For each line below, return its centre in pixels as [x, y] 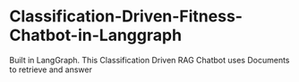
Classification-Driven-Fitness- [126, 16]
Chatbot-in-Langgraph [95, 35]
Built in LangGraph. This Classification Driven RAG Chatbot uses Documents [149, 60]
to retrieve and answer [51, 70]
